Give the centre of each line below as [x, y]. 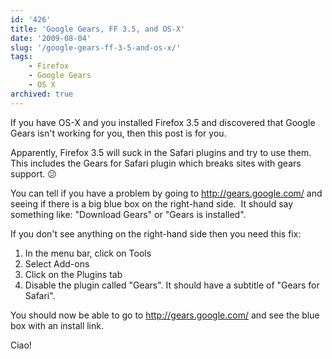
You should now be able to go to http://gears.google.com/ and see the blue [165, 315]
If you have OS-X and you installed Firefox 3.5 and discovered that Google [163, 122]
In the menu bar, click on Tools [88, 253]
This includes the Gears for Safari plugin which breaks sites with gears [156, 163]
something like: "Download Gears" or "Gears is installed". [128, 214]
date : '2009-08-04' [51, 38]
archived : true [42, 94]
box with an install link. [57, 325]
